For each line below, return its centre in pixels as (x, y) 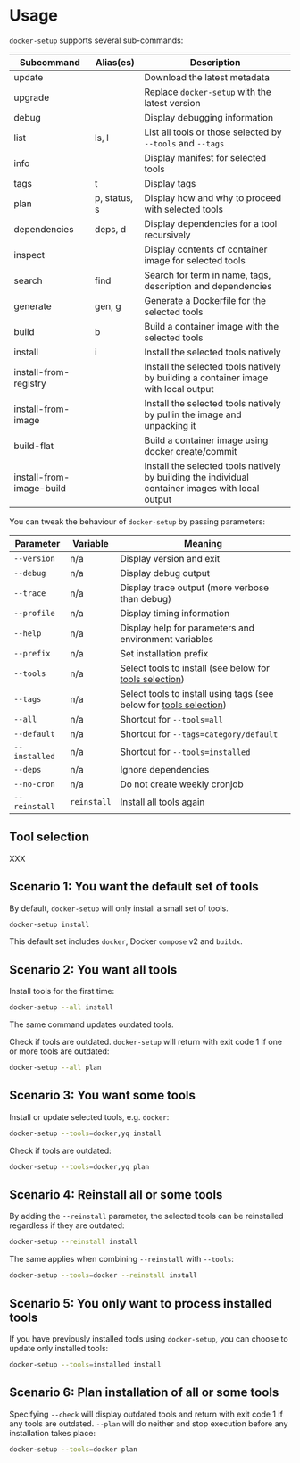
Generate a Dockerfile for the (205, 300)
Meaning (204, 543)
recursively (167, 235)
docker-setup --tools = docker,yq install (86, 1133)
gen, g (108, 306)
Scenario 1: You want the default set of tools (134, 886)
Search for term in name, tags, (208, 275)
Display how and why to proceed (213, 197)
